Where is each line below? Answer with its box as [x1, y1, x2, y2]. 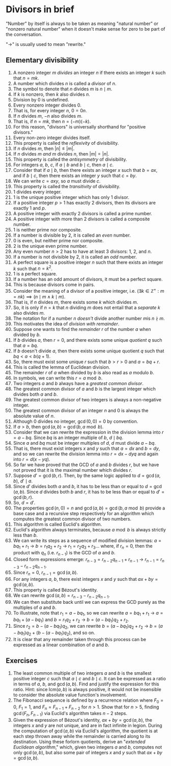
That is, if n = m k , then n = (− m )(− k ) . [13, 118, 91, 124]
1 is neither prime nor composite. [13, 226, 82, 233]
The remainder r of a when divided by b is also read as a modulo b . [13, 370, 154, 376]
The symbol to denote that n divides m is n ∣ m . [13, 86, 112, 92]
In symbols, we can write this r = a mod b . [13, 375, 103, 381]
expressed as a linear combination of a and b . [13, 642, 109, 648]
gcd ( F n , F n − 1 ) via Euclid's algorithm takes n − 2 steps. [13, 710, 128, 718]
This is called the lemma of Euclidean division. [13, 364, 110, 370]
